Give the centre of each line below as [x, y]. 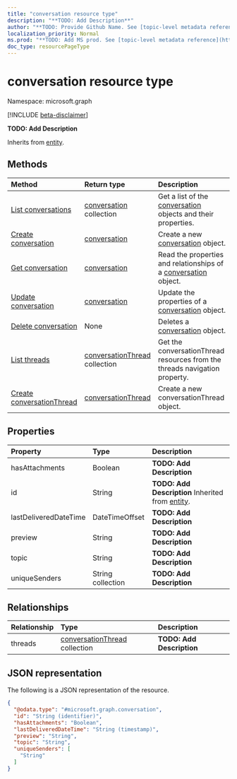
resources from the [189, 359]
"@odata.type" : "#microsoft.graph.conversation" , [88, 710]
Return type [105, 184]
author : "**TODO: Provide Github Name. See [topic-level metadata [107, 27]
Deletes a [173, 321]
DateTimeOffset [119, 517]
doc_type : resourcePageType [49, 47]
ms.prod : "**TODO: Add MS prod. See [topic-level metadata [96, 40]
